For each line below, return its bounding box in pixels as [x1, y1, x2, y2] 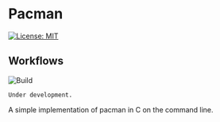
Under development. [8, 91, 73, 99]
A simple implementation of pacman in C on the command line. [8, 104, 214, 114]
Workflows [8, 54, 64, 68]
